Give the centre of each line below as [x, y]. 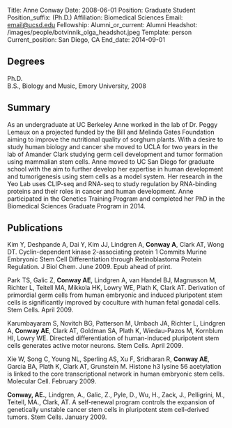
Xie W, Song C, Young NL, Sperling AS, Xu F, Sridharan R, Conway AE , [108, 359]
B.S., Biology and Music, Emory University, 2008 [77, 86]
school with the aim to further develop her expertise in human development [115, 169]
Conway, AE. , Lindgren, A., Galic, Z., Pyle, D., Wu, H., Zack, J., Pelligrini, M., [116, 395]
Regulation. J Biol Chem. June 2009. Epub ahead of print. [90, 267]
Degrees [26, 62]
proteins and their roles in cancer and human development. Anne [100, 191]
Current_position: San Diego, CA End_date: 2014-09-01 [86, 40]
